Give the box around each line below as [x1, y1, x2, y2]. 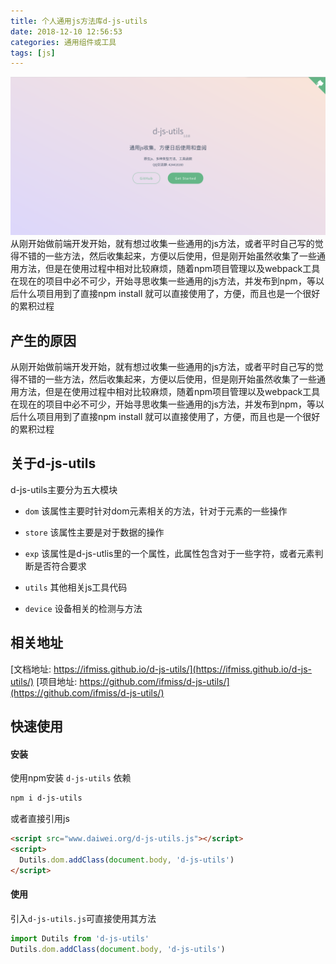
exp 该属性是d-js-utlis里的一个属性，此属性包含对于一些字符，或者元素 [24, 547, 315, 559]
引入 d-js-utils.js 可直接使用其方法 [10, 912, 157, 924]
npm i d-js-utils [10, 793, 83, 804]
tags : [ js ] [10, 48, 56, 58]
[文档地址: [10, 663, 52, 675]
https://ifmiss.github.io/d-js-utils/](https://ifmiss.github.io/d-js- [53, 663, 313, 675]
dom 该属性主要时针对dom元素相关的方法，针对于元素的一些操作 [24, 505, 288, 517]
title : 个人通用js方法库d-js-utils [10, 16, 148, 26]
